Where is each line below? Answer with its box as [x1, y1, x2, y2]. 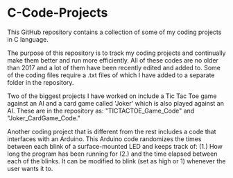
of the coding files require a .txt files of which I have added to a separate [7, 71, 215, 79]
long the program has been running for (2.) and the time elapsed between [7, 149, 218, 158]
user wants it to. [7, 164, 53, 172]
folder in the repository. [7, 78, 74, 86]
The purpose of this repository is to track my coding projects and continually [7, 49, 226, 57]
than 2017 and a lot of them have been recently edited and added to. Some [7, 63, 221, 72]
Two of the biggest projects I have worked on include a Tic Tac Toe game [7, 92, 217, 100]
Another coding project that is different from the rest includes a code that [7, 127, 216, 136]
